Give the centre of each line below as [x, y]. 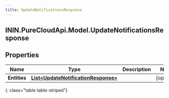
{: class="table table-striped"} [36, 90]
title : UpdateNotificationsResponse [44, 10]
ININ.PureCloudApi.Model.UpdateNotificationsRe [84, 30]
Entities [17, 77]
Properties [22, 55]
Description [137, 69]
